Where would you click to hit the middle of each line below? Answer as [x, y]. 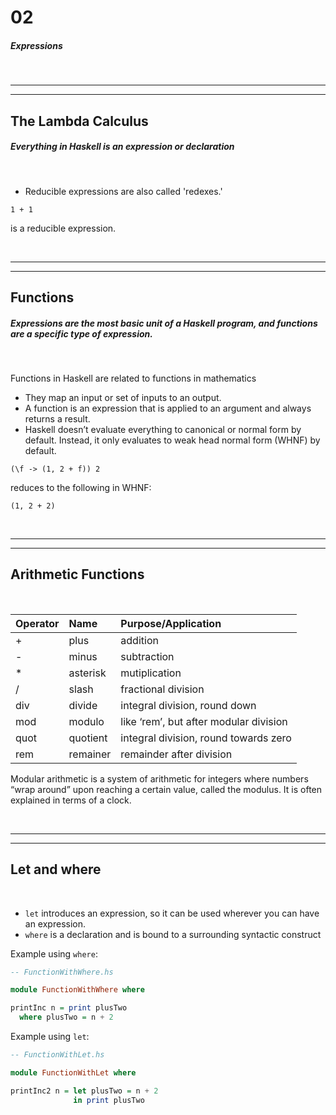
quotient [88, 738]
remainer [90, 754]
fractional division [162, 689]
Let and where [56, 869]
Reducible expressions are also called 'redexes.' [123, 191]
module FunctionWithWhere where [77, 990]
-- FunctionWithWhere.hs [62, 972]
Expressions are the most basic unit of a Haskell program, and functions [164, 323]
